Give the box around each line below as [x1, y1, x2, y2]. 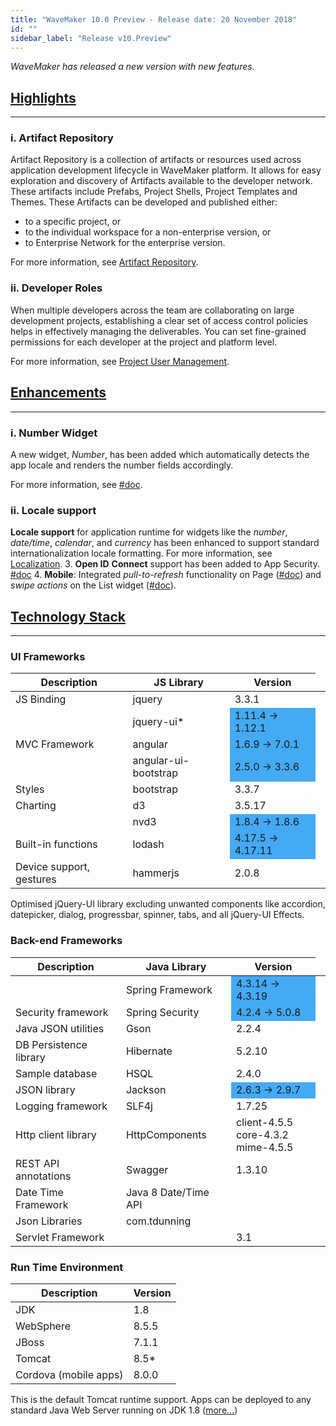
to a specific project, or [24, 216, 122, 228]
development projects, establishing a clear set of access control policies [10, 314, 308, 326]
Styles [15, 782, 45, 796]
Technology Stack [10, 608, 126, 625]
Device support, [15, 860, 91, 874]
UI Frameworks [10, 649, 86, 663]
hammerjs [132, 866, 180, 880]
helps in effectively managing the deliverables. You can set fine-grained [10, 325, 307, 337]
